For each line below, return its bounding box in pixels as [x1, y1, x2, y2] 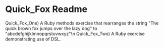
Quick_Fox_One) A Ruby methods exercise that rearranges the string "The [5, 20, 159, 26]
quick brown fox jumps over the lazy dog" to [5, 25, 97, 31]
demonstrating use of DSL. [5, 36, 61, 42]
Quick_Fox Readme [5, 3, 88, 15]
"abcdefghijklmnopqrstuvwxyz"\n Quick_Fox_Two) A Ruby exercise [5, 30, 145, 36]
